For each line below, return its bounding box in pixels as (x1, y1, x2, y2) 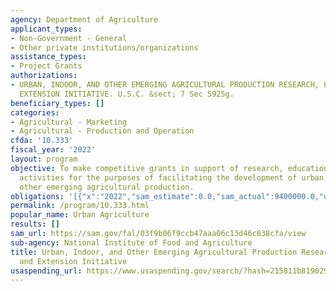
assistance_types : (10, 52, 87, 62)
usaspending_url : (10, 266, 83, 276)
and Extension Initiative (19, 256, 128, 266)
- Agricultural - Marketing (10, 117, 128, 127)
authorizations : (10, 71, 78, 81)
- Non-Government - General (10, 33, 128, 43)
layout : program (10, 154, 78, 164)
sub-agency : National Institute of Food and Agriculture (10, 237, 253, 248)
